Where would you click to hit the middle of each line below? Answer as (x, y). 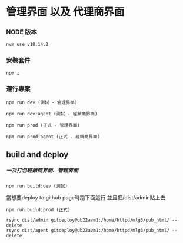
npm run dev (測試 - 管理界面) (42, 103)
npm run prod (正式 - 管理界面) (43, 125)
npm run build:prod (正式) (38, 210)
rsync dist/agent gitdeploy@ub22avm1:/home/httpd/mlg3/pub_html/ (88, 231)
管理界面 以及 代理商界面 (65, 12)
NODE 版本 (21, 32)
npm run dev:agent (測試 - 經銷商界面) (52, 114)
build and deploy (37, 154)
